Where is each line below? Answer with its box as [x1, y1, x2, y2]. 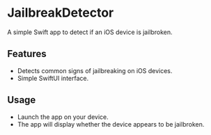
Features [7, 48, 47, 60]
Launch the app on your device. [17, 113, 109, 121]
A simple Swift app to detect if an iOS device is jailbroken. [7, 28, 173, 36]
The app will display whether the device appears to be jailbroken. [17, 120, 205, 128]
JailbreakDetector [7, 5, 114, 21]
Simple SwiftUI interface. [17, 74, 89, 82]
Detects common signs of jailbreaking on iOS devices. [17, 66, 173, 74]
